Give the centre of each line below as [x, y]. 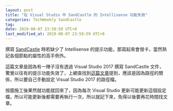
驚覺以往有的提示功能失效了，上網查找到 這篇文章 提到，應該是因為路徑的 [82, 73]
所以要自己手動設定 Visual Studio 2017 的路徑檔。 [67, 79]
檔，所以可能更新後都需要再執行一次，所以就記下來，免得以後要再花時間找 [84, 97]
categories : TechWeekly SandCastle [44, 20]
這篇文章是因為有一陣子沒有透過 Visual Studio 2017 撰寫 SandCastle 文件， [85, 67]
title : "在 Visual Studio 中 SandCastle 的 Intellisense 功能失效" [76, 15]
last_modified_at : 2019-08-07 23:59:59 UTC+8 [55, 34]
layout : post [19, 10]
